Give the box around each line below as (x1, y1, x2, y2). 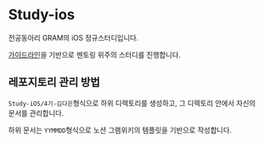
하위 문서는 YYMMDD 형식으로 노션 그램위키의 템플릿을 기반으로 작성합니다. (8, 125, 233, 135)
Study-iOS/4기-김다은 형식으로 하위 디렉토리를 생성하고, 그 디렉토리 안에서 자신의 (8, 98, 257, 108)
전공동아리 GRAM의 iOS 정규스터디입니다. (8, 33, 139, 42)
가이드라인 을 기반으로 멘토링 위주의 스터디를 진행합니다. (8, 49, 181, 59)
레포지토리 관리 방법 (8, 76, 100, 89)
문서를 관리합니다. (8, 108, 65, 117)
